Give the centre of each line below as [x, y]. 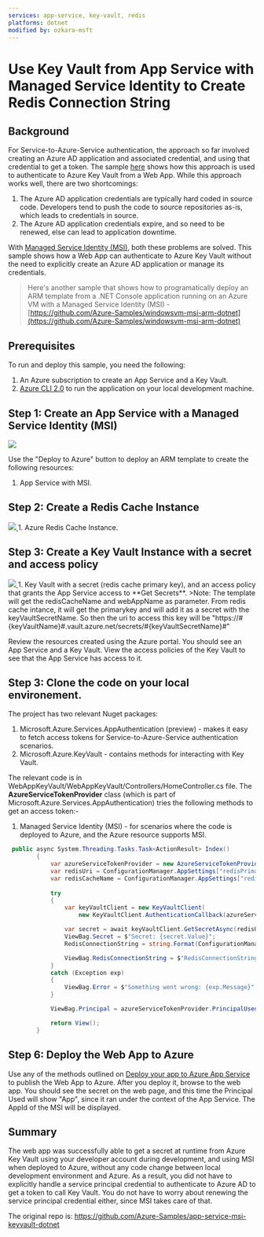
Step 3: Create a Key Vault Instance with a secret [130, 552]
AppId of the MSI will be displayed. [64, 1107]
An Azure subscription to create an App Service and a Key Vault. [124, 380]
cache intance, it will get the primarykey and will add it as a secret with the [129, 609]
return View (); [75, 1023]
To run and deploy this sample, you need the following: [97, 365]
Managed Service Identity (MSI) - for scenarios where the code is [126, 827]
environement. [45, 696]
